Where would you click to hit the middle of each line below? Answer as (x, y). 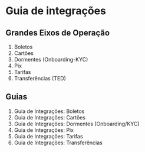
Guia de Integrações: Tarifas (48, 136)
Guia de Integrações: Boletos (49, 111)
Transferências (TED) (40, 78)
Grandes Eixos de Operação (58, 33)
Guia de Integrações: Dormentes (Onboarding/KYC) (77, 124)
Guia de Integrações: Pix (44, 130)
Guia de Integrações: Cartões (50, 117)
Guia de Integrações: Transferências (58, 143)
